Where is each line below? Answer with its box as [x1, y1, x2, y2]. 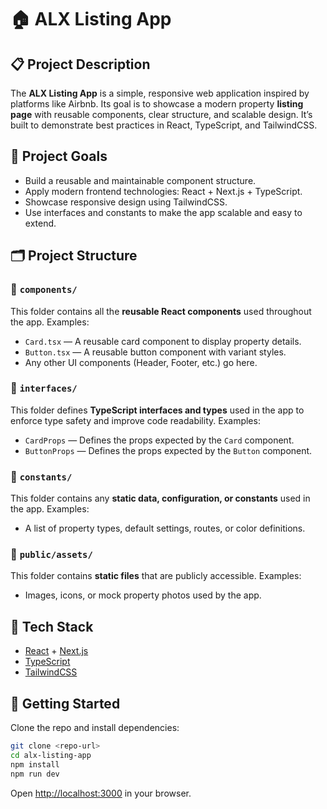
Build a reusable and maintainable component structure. [24, 174, 257, 186]
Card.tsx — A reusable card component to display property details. [24, 335, 302, 347]
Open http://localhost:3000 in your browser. [10, 787, 192, 799]
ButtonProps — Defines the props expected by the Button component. [24, 444, 313, 456]
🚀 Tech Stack [10, 618, 94, 635]
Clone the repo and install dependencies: [10, 722, 180, 734]
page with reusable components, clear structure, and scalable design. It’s [10, 109, 313, 120]
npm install [10, 759, 60, 770]
